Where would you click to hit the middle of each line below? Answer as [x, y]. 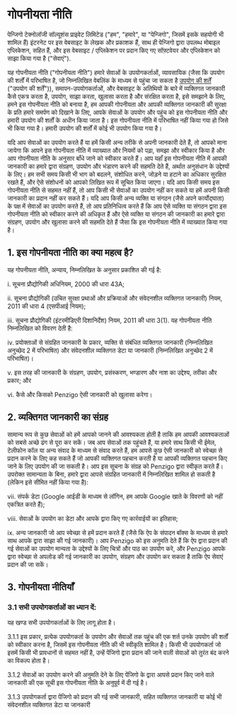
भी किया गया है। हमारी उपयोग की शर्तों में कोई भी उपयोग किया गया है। [85, 128]
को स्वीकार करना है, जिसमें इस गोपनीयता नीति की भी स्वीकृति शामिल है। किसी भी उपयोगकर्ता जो [114, 645]
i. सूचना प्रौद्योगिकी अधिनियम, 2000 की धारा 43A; [66, 284]
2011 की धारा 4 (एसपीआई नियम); [47, 306]
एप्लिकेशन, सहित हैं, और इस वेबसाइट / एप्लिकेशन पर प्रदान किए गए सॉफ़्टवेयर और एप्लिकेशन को [114, 50]
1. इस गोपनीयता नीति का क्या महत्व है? [71, 253]
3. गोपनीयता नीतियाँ [41, 587]
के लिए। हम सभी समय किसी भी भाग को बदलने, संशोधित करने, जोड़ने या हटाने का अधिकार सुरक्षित [117, 174]
